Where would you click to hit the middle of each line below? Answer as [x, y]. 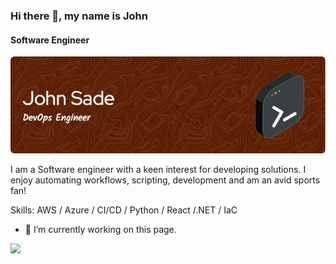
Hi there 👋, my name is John [79, 16]
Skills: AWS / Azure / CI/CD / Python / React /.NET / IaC [124, 210]
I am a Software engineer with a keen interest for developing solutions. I [158, 169]
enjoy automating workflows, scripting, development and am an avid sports [165, 180]
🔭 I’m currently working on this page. [100, 229]
